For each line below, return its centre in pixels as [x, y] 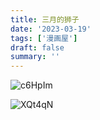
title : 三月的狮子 [45, 19]
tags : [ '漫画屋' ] [44, 38]
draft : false [37, 47]
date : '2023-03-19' [51, 29]
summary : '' [35, 57]
